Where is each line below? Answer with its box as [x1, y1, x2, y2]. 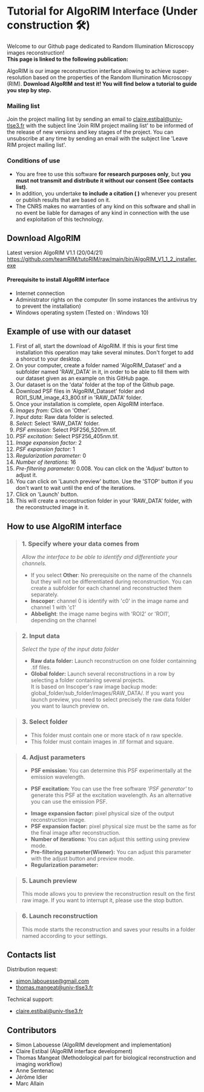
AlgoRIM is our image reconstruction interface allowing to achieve [7, 67, 171, 74]
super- [172, 67, 189, 74]
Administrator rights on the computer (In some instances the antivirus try [15, 296, 197, 303]
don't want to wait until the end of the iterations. [15, 484, 136, 492]
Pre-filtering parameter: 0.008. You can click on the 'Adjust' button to [15, 465, 189, 472]
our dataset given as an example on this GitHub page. [15, 375, 150, 382]
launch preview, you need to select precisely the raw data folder [30, 696, 191, 704]
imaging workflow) [15, 1060, 63, 1068]
